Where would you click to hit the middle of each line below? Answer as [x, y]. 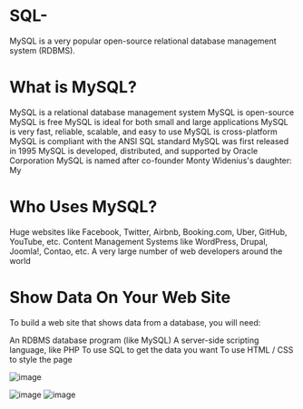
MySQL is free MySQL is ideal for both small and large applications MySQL [149, 122]
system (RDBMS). [42, 50]
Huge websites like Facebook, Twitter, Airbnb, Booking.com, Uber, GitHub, [148, 231]
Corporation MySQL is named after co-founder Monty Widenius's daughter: [151, 161]
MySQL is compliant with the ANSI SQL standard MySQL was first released [149, 141]
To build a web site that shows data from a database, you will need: [135, 322]
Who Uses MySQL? [83, 207]
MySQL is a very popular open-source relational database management [143, 41]
